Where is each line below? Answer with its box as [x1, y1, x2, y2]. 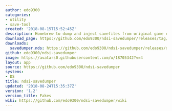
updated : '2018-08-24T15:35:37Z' [5, 83, 77, 88]
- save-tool [5, 21, 31, 27]
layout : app [5, 60, 31, 65]
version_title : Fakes [5, 93, 52, 98]
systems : [5, 70, 24, 75]
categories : [5, 12, 31, 17]
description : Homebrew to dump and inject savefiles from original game [5, 31, 164, 36]
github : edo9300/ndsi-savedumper [5, 50, 77, 55]
